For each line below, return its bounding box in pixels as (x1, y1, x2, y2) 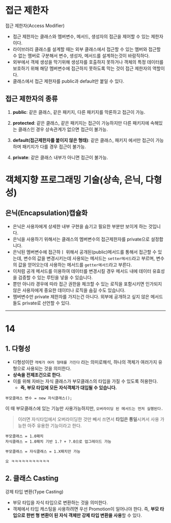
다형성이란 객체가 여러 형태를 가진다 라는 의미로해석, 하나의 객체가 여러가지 (12, 359, 157, 365)
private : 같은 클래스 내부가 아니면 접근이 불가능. (12, 154, 108, 160)
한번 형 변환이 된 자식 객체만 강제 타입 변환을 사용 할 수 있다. (26, 512, 142, 518)
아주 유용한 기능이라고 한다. (27, 422, 82, 429)
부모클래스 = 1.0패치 (5, 434, 44, 439)
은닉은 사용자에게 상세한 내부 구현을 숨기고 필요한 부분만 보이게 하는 (12, 223, 148, 229)
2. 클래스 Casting (5, 474, 59, 483)
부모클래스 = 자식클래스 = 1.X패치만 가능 (5, 449, 80, 454)
